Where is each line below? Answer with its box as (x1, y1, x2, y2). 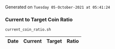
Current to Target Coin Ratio (5, 16, 73, 23)
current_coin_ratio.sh (5, 27, 51, 32)
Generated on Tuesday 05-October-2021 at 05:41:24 (5, 4, 111, 10)
